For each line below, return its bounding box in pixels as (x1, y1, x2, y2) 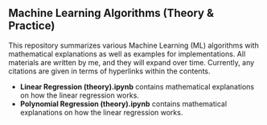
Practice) (8, 19, 55, 33)
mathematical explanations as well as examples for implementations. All (8, 48, 246, 59)
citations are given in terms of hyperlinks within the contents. (8, 66, 211, 76)
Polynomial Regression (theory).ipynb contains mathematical (19, 98, 228, 108)
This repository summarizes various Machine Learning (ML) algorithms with (8, 40, 259, 50)
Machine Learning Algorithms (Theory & (8, 6, 215, 20)
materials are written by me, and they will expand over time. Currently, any (8, 57, 255, 67)
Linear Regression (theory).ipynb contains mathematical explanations (19, 81, 255, 91)
